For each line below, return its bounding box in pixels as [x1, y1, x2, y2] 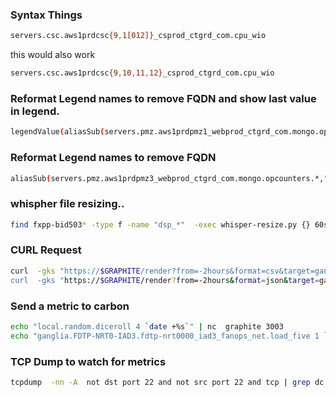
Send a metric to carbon [10, 299, 130, 313]
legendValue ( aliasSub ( [10, 127, 105, 137]
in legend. [10, 104, 60, 118]
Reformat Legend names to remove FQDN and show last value [10, 91, 317, 105]
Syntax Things [10, 8, 83, 22]
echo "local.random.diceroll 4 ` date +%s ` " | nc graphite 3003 [10, 321, 284, 332]
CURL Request [10, 243, 82, 257]
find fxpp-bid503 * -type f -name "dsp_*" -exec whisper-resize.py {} [10, 219, 311, 230]
